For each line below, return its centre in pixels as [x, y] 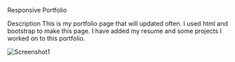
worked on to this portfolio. [46, 38]
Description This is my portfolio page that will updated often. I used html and [117, 23]
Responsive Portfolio [37, 10]
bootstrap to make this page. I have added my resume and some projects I [115, 31]
